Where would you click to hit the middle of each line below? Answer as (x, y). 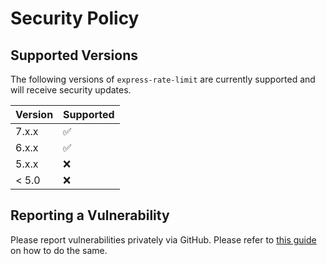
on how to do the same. (59, 250)
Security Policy (75, 18)
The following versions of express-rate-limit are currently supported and (163, 79)
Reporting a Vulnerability (90, 215)
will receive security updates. (71, 90)
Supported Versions (74, 55)
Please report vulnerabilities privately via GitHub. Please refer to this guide (163, 239)
